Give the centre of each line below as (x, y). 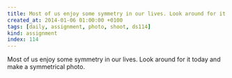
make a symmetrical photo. (46, 67)
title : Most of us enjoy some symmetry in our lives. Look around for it (117, 14)
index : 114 (23, 40)
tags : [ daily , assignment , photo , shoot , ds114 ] (79, 26)
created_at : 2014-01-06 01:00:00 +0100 (65, 20)
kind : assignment (32, 33)
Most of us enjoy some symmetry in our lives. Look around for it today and (114, 59)
